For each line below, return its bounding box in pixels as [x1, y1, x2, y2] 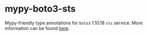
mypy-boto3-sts [5, 3, 76, 15]
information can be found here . [5, 25, 70, 31]
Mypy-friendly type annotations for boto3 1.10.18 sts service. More [5, 20, 143, 26]
